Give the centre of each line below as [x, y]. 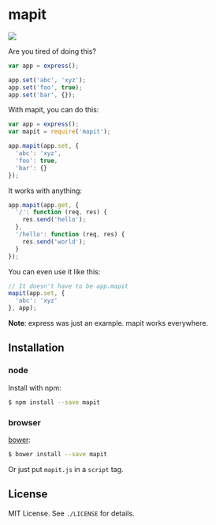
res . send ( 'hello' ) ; [54, 220]
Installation [36, 348]
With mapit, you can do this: [54, 110]
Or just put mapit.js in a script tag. [66, 469]
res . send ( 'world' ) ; [54, 242]
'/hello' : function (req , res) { [70, 235]
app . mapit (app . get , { [44, 205]
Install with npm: [35, 387]
